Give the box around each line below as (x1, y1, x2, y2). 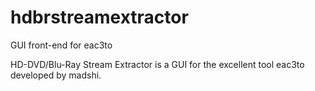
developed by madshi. (10, 69, 102, 81)
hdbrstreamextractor (10, 6, 189, 29)
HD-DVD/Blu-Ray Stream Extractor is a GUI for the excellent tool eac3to (10, 58, 305, 70)
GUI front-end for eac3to (10, 39, 113, 51)
